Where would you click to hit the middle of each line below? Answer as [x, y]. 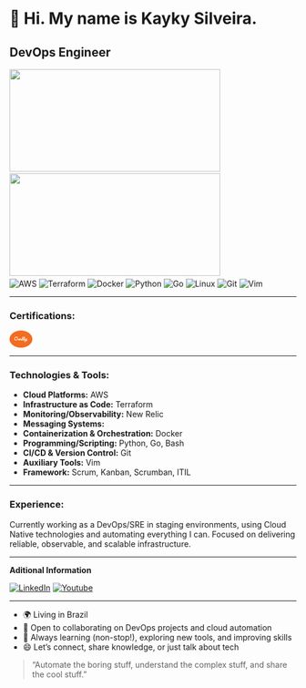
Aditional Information [51, 570]
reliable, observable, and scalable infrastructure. [100, 544]
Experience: [37, 505]
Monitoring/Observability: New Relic [93, 415]
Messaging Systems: [63, 424]
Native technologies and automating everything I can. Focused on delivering [153, 534]
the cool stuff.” [59, 674]
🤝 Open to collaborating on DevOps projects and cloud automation [147, 627]
